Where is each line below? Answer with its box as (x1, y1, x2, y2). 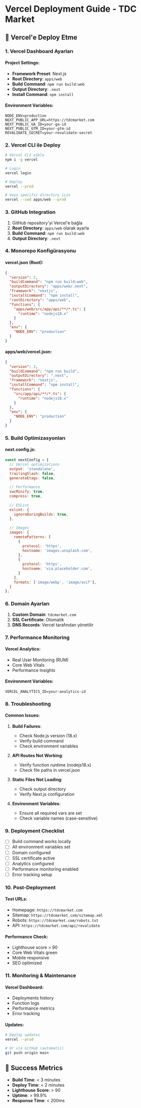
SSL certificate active (12, 855, 55, 861)
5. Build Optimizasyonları (5, 435, 66, 441)
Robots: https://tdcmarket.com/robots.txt (12, 917, 99, 923)
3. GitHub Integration (5, 209, 56, 215)
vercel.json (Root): (5, 260, 44, 266)
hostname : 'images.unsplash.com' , (22, 548, 92, 553)
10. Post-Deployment (5, 884, 56, 891)
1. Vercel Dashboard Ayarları (5, 48, 74, 55)
